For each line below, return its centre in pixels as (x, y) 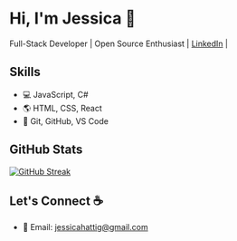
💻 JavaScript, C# (55, 94)
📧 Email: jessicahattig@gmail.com (85, 227)
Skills (25, 72)
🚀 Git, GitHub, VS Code (65, 120)
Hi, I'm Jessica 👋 (73, 19)
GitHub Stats (46, 150)
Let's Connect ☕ (57, 201)
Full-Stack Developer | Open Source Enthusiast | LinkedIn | (119, 43)
